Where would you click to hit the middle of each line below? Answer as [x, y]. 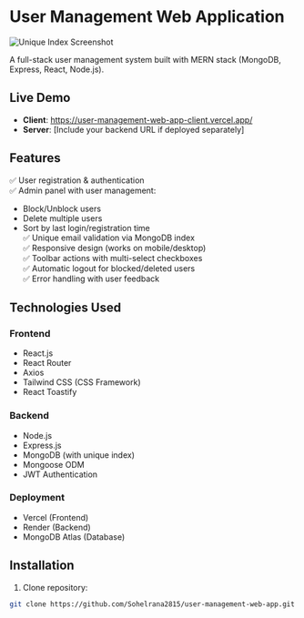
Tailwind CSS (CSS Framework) [81, 382]
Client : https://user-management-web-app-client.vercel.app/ [137, 119]
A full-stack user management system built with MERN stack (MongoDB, [146, 59]
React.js [38, 353]
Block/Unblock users [62, 208]
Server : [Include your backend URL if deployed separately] [133, 129]
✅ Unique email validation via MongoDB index [109, 238]
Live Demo [40, 98]
